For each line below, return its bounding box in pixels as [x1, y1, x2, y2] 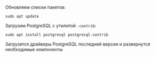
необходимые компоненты [5, 46, 63, 52]
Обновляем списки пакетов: [5, 4, 66, 10]
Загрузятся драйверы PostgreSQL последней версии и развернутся [5, 41, 150, 47]
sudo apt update [5, 14, 39, 19]
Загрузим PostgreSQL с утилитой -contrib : [5, 22, 96, 28]
